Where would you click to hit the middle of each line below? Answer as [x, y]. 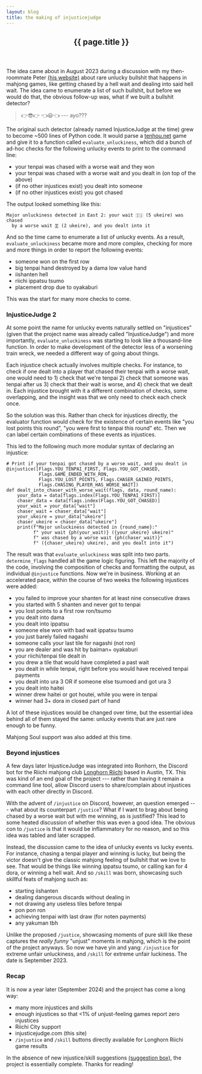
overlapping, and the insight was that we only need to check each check [96, 397]
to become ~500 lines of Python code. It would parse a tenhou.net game [96, 135]
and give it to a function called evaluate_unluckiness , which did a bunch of [99, 142]
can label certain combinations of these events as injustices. [81, 435]
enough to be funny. [31, 725]
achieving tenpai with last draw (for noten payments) [80, 917]
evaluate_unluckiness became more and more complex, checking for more [99, 243]
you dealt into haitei [39, 688]
